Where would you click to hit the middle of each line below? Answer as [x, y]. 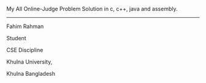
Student [16, 38]
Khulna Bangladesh [31, 74]
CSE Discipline [25, 50]
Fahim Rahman [25, 26]
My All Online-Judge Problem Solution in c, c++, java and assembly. [92, 9]
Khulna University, [29, 62]
